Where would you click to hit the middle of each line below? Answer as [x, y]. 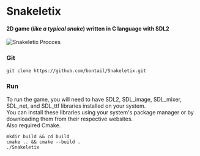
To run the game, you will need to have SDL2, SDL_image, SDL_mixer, [94, 99]
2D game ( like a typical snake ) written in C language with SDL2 [88, 28]
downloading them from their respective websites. [70, 119]
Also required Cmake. [34, 125]
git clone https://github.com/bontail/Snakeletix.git [76, 71]
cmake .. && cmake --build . [43, 142]
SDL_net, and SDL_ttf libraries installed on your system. [76, 106]
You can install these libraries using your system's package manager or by [100, 112]
